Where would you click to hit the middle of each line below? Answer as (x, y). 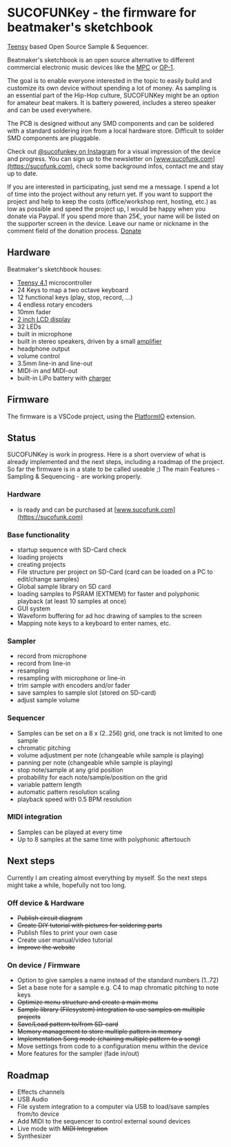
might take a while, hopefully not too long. (67, 885)
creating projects (41, 564)
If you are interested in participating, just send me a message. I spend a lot (113, 186)
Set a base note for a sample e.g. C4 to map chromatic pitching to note (118, 987)
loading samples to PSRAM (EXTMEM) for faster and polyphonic (108, 594)
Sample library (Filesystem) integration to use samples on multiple (111, 1010)
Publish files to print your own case (67, 932)
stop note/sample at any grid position (70, 770)
